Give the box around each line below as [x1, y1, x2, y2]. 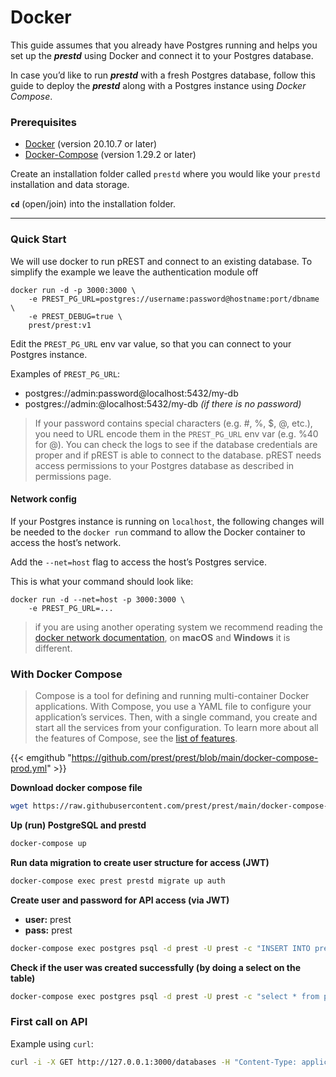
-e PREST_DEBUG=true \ [28, 311, 123, 321]
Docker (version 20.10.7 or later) [24, 138, 158, 150]
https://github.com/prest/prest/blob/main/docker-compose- [71, 752, 319, 764]
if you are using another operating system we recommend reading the [34, 621, 323, 633]
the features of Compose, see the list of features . [34, 732, 238, 745]
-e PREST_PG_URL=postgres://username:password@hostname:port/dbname [28, 294, 320, 304]
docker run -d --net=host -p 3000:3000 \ [10, 594, 186, 605]
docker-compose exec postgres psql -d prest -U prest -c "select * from [10, 991, 320, 1001]
